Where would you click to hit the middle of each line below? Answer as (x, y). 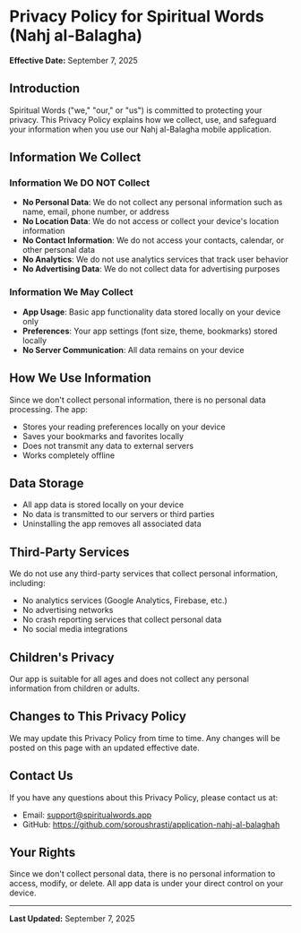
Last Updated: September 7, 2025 (73, 919)
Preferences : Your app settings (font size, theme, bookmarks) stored (150, 331)
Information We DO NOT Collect (80, 183)
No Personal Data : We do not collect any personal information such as (152, 203)
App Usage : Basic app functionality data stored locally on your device (151, 312)
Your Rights (43, 852)
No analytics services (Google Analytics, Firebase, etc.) (125, 600)
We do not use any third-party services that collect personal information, (144, 574)
